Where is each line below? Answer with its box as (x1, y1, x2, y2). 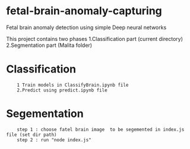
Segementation (6, 107, 84, 121)
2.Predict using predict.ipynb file (17, 87, 108, 93)
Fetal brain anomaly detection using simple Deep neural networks (6, 24, 167, 31)
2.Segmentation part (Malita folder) (6, 42, 93, 49)
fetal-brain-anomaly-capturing (6, 4, 162, 18)
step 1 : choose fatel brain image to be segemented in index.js (17, 126, 185, 132)
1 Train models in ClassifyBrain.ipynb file (17, 82, 129, 88)
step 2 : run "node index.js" (17, 137, 92, 143)
